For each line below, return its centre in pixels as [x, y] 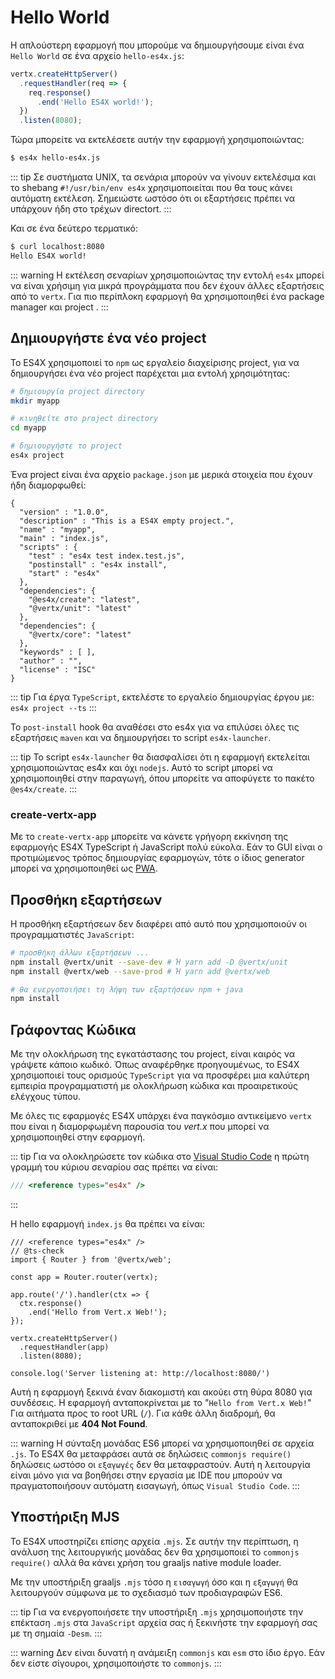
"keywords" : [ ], [58, 652]
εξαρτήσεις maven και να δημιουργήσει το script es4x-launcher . [141, 737]
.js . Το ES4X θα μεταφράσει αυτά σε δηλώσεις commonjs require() [151, 1454]
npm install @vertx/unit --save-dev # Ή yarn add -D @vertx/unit [149, 962]
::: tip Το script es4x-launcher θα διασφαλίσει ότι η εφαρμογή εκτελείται [160, 757]
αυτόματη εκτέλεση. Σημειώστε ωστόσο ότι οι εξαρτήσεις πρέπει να [152, 198]
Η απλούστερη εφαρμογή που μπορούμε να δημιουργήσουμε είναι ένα [157, 45]
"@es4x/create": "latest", [84, 599]
